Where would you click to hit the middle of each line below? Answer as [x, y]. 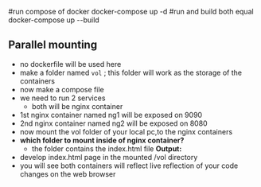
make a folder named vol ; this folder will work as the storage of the [131, 72]
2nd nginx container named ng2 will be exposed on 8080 [114, 123]
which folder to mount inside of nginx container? [102, 140]
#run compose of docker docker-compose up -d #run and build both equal [131, 12]
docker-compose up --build [54, 20]
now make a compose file [62, 89]
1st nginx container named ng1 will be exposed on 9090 [111, 115]
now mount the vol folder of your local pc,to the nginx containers [126, 131]
